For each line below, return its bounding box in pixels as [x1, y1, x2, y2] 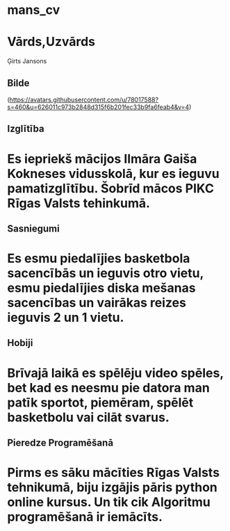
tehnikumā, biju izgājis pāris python [7, 480, 217, 496]
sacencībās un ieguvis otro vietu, [7, 265, 204, 281]
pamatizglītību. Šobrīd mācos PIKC [7, 180, 214, 196]
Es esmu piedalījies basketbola [7, 251, 190, 266]
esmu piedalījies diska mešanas [7, 280, 196, 296]
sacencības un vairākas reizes [7, 295, 186, 311]
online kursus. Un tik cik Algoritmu [7, 494, 211, 510]
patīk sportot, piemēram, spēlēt [7, 395, 194, 410]
